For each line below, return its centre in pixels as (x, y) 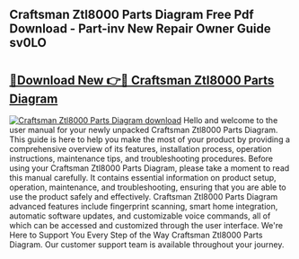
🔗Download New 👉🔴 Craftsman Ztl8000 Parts (142, 80)
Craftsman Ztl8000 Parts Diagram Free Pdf (132, 15)
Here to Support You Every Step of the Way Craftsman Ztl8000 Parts (136, 235)
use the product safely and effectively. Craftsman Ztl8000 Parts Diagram (144, 196)
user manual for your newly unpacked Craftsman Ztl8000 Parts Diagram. (144, 130)
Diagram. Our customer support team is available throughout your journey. (147, 245)
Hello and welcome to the (231, 120)
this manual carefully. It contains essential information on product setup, (143, 178)
